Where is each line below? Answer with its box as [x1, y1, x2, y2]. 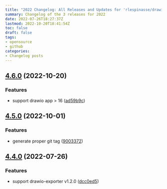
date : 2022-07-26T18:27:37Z [5, 16, 64, 21]
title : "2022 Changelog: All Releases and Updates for [5, 7, 121, 12]
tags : [5, 35, 16, 40]
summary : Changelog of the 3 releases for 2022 [5, 12, 106, 17]
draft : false [5, 30, 32, 35]
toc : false [5, 26, 28, 31]
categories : [5, 48, 30, 53]
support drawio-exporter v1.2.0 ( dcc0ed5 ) [12, 179, 99, 185]
